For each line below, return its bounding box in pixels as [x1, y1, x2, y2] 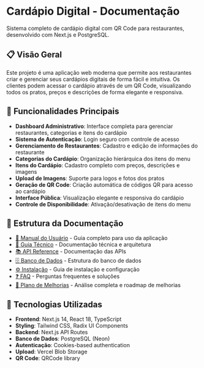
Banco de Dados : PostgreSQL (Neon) [15, 335, 110, 342]
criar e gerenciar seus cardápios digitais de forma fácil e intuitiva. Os [6, 75, 180, 83]
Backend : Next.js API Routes [15, 329, 88, 336]
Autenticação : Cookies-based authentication [15, 342, 130, 349]
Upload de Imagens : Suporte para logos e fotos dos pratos [15, 175, 165, 182]
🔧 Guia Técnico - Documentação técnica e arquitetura [15, 241, 151, 249]
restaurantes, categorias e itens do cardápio [15, 129, 127, 136]
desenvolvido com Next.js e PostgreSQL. [6, 31, 110, 38]
